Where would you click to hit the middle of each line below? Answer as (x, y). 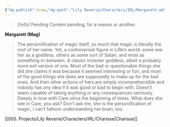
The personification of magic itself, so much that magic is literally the (89, 44)
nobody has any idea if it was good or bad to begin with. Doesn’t (85, 87)
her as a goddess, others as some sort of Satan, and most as (81, 55)
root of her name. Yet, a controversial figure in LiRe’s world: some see (90, 49)
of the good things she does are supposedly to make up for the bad (88, 76)
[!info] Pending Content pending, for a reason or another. (77, 24)
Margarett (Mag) (23, 34)
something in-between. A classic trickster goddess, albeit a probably (89, 60)
